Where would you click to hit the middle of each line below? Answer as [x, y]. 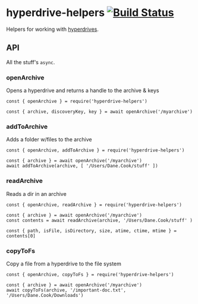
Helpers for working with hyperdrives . [53, 29]
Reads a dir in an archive [36, 194]
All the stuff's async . [31, 62]
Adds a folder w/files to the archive [49, 140]
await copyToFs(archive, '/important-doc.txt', [66, 290]
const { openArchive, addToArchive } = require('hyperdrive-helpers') [95, 151]
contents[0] [21, 236]
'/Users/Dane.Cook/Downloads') [45, 295]
